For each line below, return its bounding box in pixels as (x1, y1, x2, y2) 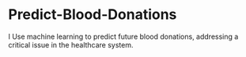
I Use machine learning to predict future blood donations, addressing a (8, 32, 239, 41)
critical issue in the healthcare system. (8, 40, 134, 49)
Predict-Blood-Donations (8, 6, 177, 24)
